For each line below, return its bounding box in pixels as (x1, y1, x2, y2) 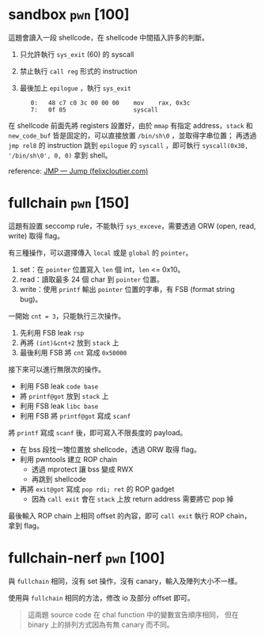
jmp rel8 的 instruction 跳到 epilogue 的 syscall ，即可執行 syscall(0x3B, (8, 140, 249, 150)
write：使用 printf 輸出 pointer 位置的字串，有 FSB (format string (19, 284, 235, 294)
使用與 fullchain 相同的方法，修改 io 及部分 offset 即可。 (8, 593, 195, 602)
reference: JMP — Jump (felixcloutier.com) (8, 166, 149, 176)
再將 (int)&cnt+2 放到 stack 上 (19, 338, 120, 347)
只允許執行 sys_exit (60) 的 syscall (19, 49, 134, 59)
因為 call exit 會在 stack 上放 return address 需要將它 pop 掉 (31, 494, 234, 503)
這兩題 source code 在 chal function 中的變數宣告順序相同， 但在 (27, 609, 239, 619)
